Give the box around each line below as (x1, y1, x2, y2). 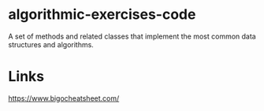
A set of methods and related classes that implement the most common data (8, 31, 256, 41)
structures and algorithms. (8, 39, 95, 49)
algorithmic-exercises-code (8, 6, 196, 24)
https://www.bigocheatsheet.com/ (8, 93, 120, 103)
